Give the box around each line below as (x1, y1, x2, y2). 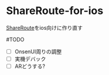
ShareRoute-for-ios (6, 4, 104, 18)
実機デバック (14, 56, 46, 62)
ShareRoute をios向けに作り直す (6, 24, 83, 31)
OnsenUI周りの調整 (14, 48, 62, 55)
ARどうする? (14, 63, 45, 70)
